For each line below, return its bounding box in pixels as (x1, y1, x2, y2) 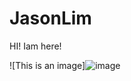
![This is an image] (9, 59, 86, 71)
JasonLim (9, 7, 92, 30)
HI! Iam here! (9, 40, 62, 52)
